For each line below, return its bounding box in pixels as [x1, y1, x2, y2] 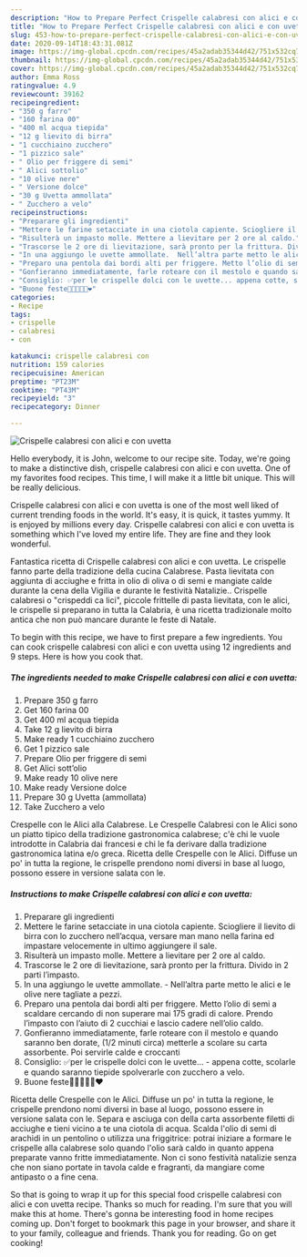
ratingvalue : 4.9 [10, 81, 77, 90]
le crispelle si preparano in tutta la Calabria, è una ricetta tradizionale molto [10, 605, 292, 615]
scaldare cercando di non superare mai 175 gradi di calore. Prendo [23, 1007, 273, 1018]
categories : [10, 292, 56, 301]
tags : [10, 310, 31, 319]
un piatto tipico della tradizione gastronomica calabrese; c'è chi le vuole [10, 828, 281, 839]
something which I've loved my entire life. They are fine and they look [10, 529, 271, 539]
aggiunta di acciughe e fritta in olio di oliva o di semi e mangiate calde [10, 576, 272, 586]
